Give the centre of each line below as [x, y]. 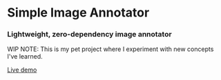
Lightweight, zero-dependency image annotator [89, 34]
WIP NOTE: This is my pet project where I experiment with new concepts [110, 49]
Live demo [22, 70]
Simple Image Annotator [78, 13]
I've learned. [25, 57]
